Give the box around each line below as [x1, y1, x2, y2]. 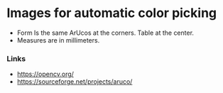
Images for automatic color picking [6, 5, 217, 21]
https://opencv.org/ [16, 70, 74, 79]
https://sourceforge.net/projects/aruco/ [16, 77, 133, 86]
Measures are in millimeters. [16, 35, 100, 44]
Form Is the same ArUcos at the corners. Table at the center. [16, 28, 195, 37]
